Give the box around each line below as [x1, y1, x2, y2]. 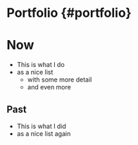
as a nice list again [16, 129, 71, 138]
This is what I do [16, 61, 65, 69]
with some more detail [27, 75, 92, 84]
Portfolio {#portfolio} [6, 5, 132, 21]
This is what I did [16, 122, 66, 130]
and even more [27, 83, 71, 92]
